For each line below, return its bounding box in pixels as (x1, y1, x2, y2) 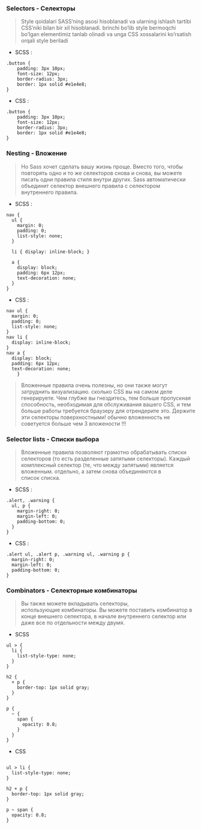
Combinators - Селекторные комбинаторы (6, 586, 137, 594)
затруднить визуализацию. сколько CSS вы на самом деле (20, 388, 173, 395)
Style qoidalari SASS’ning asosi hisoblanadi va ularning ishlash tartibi (20, 18, 191, 25)
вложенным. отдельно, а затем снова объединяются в (20, 468, 161, 475)
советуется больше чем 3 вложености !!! (20, 420, 127, 427)
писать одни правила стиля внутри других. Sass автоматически (20, 176, 186, 183)
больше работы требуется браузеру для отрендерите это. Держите (20, 407, 196, 414)
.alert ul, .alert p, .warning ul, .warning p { (6, 551, 130, 557)
